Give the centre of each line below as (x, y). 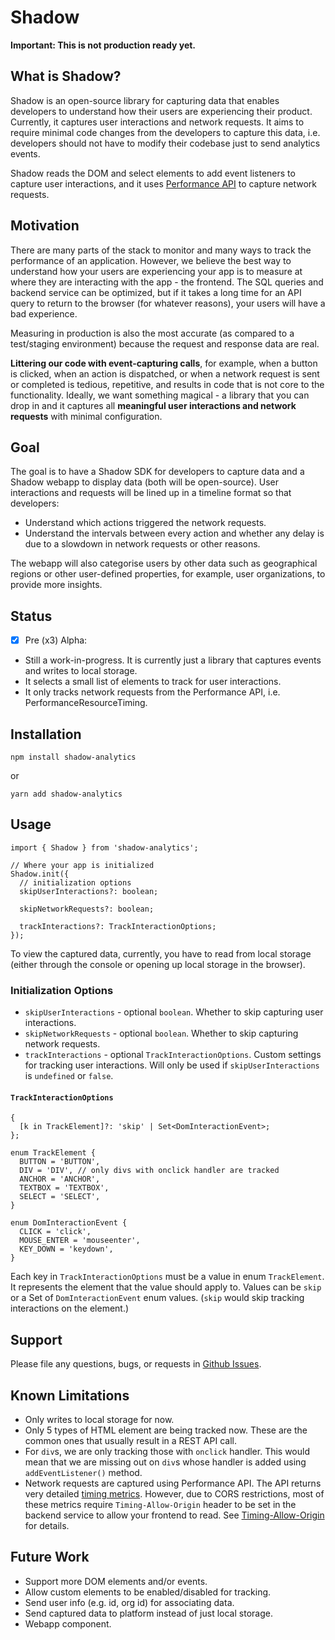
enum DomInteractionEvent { (69, 1223)
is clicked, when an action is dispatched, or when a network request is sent (165, 373)
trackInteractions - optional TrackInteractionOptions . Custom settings (173, 1055)
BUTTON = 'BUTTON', (60, 1162)
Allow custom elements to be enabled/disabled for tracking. (148, 1592)
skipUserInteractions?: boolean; (89, 891)
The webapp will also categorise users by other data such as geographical (164, 563)
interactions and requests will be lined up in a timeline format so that (151, 493)
